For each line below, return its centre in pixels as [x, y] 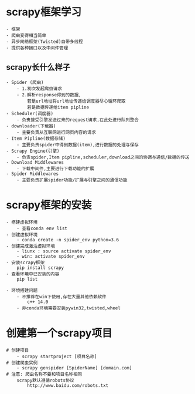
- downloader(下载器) [31, 126]
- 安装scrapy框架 [25, 262]
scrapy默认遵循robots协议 [45, 380]
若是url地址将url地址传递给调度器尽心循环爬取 [76, 101]
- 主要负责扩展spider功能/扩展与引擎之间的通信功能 [72, 180]
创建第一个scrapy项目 [59, 333]
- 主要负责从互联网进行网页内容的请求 [57, 132]
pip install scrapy [40, 268]
